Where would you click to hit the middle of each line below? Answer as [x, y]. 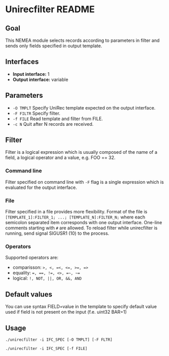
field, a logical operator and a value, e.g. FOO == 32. [60, 158]
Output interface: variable [40, 79]
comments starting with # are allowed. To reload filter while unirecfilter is [81, 228]
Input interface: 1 [31, 74]
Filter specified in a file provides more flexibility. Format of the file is [76, 212]
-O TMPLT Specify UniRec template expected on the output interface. [84, 107]
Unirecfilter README [50, 9]
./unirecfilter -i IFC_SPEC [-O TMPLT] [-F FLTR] [59, 340]
